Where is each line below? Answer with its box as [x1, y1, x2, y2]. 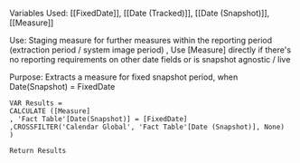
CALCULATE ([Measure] [9, 107, 91, 116]
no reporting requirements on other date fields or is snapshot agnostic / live [9, 54, 291, 64]
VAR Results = [9, 99, 63, 108]
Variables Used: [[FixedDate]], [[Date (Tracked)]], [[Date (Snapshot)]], [9, 8, 270, 18]
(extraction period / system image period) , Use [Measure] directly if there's [9, 44, 292, 55]
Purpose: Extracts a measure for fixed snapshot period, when [9, 72, 239, 82]
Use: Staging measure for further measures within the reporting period [9, 35, 273, 45]
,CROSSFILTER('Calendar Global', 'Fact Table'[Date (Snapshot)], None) [9, 122, 285, 131]
